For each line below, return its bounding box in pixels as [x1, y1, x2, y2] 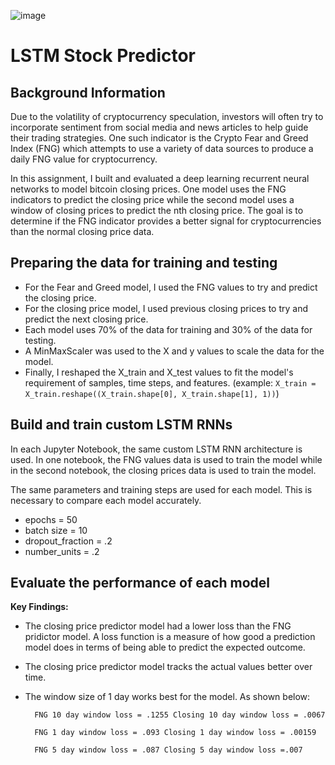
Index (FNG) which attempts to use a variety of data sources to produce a [10, 143, 314, 154]
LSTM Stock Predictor [10, 45, 197, 67]
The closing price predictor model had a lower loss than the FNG [24, 620, 292, 632]
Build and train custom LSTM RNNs [10, 416, 233, 434]
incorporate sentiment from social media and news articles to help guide [10, 121, 309, 133]
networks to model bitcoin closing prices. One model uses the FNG [10, 183, 287, 195]
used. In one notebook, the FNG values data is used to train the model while [10, 453, 323, 465]
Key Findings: [10, 601, 69, 613]
